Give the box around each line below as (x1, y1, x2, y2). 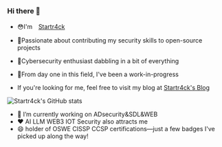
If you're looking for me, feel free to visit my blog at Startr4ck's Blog (16, 84, 210, 92)
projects (16, 44, 41, 52)
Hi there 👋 (7, 6, 41, 16)
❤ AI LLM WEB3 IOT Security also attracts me (16, 117, 148, 126)
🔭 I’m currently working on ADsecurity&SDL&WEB (16, 110, 158, 119)
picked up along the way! (16, 132, 89, 140)
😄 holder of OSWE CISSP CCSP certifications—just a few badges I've (16, 125, 215, 133)
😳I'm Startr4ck (16, 23, 65, 31)
